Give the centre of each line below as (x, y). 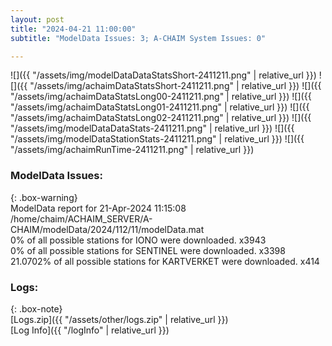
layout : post (37, 19)
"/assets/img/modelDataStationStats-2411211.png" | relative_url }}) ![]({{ (157, 139)
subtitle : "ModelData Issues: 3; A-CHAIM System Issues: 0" (138, 38)
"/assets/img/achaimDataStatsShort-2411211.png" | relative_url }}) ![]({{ (175, 86)
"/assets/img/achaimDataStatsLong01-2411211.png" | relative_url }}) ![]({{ (160, 107)
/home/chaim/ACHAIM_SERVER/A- (81, 218)
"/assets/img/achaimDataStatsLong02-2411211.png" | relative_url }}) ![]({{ (161, 118)
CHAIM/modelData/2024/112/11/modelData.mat (107, 229)
